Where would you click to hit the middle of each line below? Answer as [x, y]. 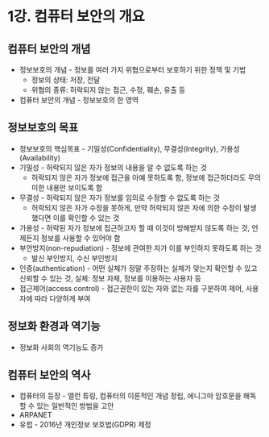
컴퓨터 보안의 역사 [49, 375]
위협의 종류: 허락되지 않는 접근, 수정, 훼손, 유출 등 [108, 90]
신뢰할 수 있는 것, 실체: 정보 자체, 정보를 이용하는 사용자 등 [110, 278]
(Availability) [40, 157]
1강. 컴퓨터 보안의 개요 [77, 17]
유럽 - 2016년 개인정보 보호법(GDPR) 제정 [85, 425]
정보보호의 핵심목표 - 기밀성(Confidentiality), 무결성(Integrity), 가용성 [129, 148]
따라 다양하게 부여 [62, 298]
